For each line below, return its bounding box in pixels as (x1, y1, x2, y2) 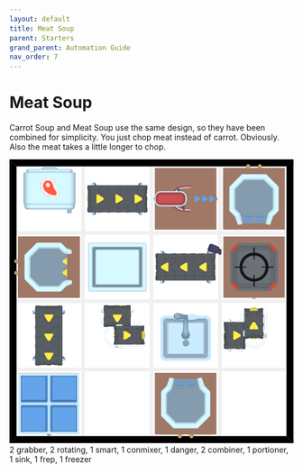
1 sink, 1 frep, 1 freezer (9, 454, 92, 465)
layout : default (9, 14, 70, 23)
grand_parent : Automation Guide (9, 43, 131, 52)
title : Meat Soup (9, 23, 75, 33)
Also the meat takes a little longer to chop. (9, 141, 167, 152)
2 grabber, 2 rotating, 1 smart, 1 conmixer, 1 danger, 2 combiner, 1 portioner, (9, 444, 289, 455)
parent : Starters (9, 33, 75, 42)
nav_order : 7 (9, 52, 59, 62)
